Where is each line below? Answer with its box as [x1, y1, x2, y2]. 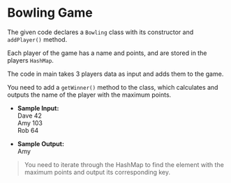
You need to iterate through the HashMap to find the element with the [24, 160, 225, 168]
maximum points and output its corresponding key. [24, 168, 171, 176]
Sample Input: [17, 104, 59, 112]
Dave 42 [17, 111, 42, 120]
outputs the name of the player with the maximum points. [7, 90, 172, 99]
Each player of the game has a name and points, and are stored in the [7, 49, 207, 57]
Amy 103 [17, 118, 43, 127]
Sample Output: [17, 139, 65, 148]
